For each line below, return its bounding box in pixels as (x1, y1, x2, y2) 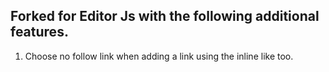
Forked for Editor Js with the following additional (10, 8, 320, 25)
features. (10, 24, 69, 41)
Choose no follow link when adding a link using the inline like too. (24, 50, 294, 62)
